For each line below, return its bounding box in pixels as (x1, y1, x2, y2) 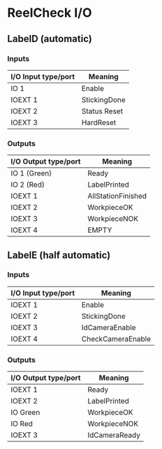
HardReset (81, 117, 117, 127)
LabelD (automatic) (7, 33, 92, 45)
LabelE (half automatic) (7, 249, 111, 261)
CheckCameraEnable (81, 334, 152, 343)
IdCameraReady (87, 430, 141, 440)
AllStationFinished (87, 191, 147, 201)
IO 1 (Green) (10, 169, 52, 178)
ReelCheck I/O (7, 5, 92, 21)
